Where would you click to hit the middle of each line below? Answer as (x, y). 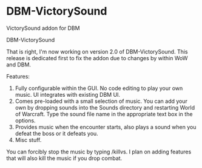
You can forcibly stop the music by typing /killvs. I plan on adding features (99, 152)
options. (25, 121)
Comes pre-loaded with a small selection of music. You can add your (101, 101)
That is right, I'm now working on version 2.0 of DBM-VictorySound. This (97, 51)
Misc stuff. (28, 140)
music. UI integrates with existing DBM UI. (67, 94)
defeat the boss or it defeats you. (56, 133)
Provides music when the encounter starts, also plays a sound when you (106, 127)
